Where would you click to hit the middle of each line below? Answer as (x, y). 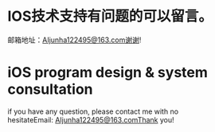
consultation (50, 89)
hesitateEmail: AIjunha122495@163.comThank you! (91, 119)
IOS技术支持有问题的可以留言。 (110, 16)
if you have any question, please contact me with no (93, 111)
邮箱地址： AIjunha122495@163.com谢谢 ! (74, 40)
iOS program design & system (108, 73)
